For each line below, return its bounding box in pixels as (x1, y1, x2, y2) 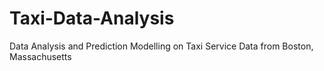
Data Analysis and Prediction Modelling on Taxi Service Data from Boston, (9, 40, 314, 52)
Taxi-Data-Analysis (9, 7, 175, 30)
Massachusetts (9, 50, 72, 62)
